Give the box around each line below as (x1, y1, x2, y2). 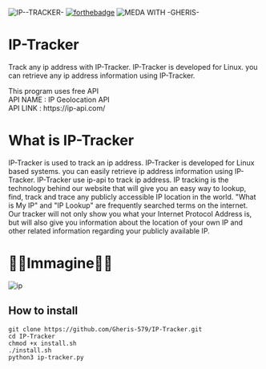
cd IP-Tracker (8, 332, 56, 340)
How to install (8, 304, 79, 318)
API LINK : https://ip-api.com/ (8, 103, 106, 112)
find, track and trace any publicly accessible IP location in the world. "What (8, 192, 256, 201)
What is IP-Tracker (8, 132, 135, 150)
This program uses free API (8, 86, 99, 95)
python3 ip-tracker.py (8, 353, 84, 361)
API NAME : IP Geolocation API (8, 95, 110, 104)
